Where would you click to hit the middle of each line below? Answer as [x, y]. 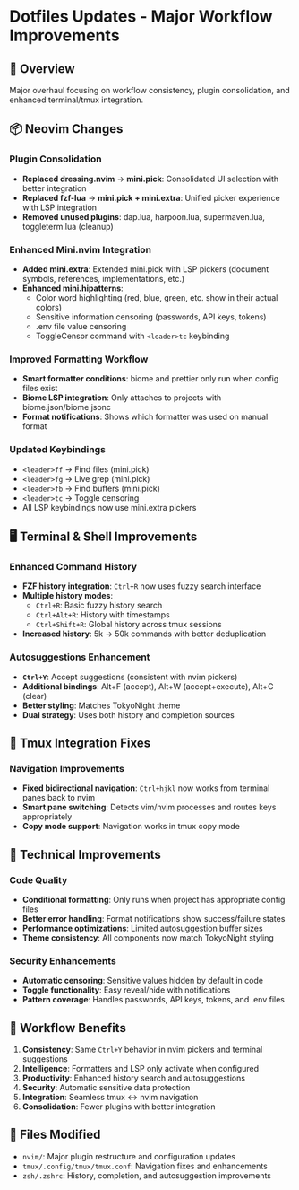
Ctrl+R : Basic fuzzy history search [99, 605]
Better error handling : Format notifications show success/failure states [154, 918]
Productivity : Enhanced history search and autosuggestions [134, 1078]
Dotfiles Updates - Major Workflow [141, 17]
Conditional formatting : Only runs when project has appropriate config [154, 899]
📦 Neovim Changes [66, 129]
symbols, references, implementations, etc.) [103, 278]
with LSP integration [59, 207]
